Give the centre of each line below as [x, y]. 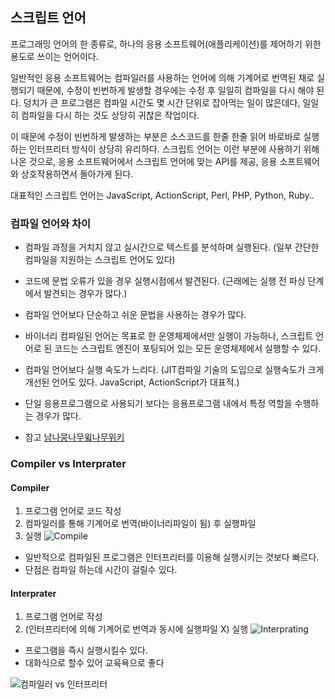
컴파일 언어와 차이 [51, 223]
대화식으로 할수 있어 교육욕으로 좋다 [94, 663]
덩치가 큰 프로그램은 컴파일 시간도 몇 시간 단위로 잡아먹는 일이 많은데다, [162, 102]
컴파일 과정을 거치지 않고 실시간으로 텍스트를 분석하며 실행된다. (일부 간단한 [172, 247]
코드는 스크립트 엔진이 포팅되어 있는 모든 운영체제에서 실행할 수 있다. [188, 349]
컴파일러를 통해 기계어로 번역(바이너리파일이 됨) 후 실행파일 [140, 524]
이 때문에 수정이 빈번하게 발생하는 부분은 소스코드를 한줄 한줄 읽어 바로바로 [156, 136]
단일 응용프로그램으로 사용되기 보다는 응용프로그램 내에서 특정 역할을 [158, 404]
